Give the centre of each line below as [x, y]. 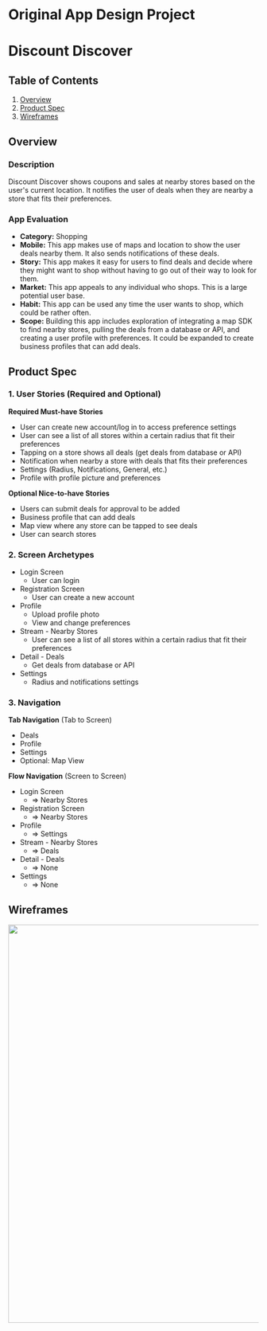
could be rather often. [55, 313]
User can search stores [58, 534]
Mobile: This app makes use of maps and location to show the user [130, 245]
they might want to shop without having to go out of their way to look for [138, 270]
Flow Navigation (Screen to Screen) [68, 776]
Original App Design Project [102, 15]
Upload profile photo [66, 614]
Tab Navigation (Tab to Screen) [60, 720]
